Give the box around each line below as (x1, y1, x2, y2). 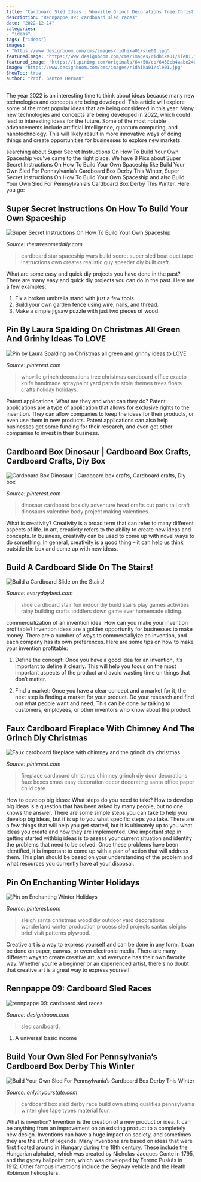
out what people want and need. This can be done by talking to (14, 700, 171, 707)
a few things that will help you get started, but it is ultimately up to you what (6, 822, 193, 829)
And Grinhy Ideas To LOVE (6, 334, 106, 344)
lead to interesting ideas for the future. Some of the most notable (6, 117, 166, 125)
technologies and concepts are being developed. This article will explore (6, 98, 185, 105)
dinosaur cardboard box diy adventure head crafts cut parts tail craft (20, 501, 190, 509)
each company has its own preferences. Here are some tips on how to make (6, 639, 194, 646)
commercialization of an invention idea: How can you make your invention (6, 619, 188, 627)
